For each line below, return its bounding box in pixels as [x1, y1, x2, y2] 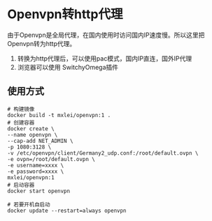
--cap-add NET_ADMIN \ [7, 137, 73, 144]
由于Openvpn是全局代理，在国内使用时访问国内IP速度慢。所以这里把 [7, 31, 205, 39]
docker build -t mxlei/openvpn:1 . [7, 112, 111, 119]
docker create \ [7, 125, 55, 132]
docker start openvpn [7, 188, 71, 195]
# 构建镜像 [7, 105, 35, 112]
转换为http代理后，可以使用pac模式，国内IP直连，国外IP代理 [17, 54, 192, 63]
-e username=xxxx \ [7, 162, 64, 169]
